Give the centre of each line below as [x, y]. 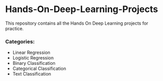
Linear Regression [31, 53]
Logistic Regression [33, 58]
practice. [14, 28]
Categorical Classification [39, 68]
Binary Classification [34, 63]
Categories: [20, 41]
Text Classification [32, 74]
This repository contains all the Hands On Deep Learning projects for [77, 23]
